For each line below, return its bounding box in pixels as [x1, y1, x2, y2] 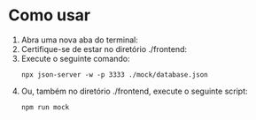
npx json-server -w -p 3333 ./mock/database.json [20, 70, 209, 79]
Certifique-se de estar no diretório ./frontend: [20, 43, 188, 54]
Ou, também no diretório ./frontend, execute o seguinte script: [20, 86, 249, 96]
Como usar [8, 5, 91, 26]
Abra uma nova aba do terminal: [20, 34, 139, 45]
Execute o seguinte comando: [20, 53, 130, 64]
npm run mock [20, 102, 70, 111]
